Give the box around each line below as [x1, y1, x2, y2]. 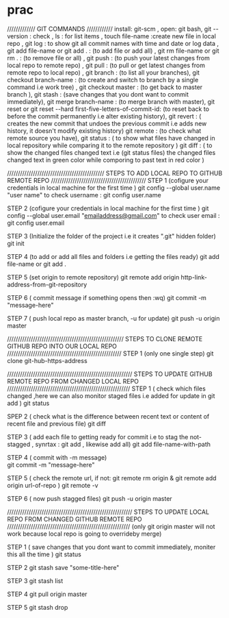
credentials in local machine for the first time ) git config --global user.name [7, 184, 221, 192]
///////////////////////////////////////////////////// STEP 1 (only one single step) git [7, 349, 214, 358]
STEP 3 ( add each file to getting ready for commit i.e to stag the [7, 432, 189, 441]
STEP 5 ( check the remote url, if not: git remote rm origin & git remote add [7, 473, 217, 482]
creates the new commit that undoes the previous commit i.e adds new [7, 119, 207, 127]
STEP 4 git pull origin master [7, 590, 87, 598]
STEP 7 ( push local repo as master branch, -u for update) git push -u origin [7, 314, 220, 322]
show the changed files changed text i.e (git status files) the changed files [7, 148, 216, 156]
